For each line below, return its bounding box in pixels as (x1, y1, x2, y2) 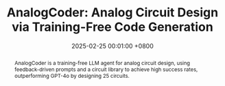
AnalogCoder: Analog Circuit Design (6, 5, 219, 20)
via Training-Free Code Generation (12, 19, 213, 35)
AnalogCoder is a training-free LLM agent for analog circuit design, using (14, 59, 191, 66)
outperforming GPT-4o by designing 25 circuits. (14, 72, 130, 79)
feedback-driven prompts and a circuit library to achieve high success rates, (14, 66, 198, 73)
